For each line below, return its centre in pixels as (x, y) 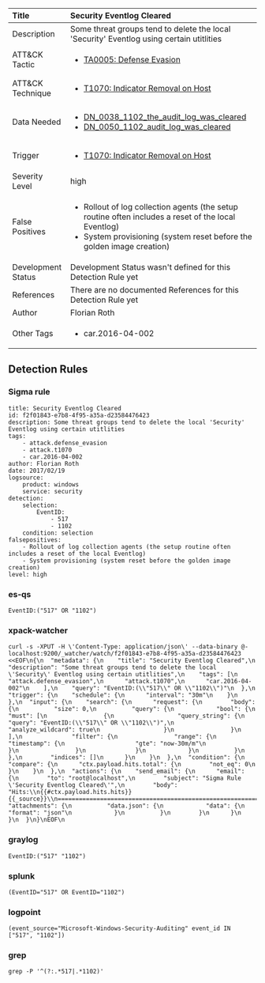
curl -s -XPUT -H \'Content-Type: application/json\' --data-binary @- (128, 647)
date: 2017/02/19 (37, 471)
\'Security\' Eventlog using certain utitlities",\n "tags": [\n (123, 675)
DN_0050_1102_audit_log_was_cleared (157, 127)
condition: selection (58, 533)
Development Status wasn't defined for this (150, 267)
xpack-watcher (38, 630)
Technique (32, 93)
